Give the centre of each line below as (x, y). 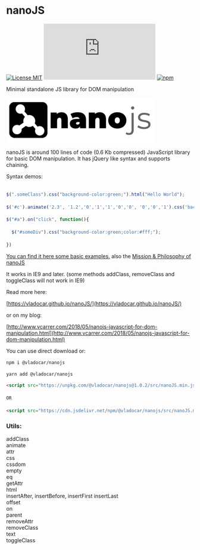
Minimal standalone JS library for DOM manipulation (70, 89)
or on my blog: (24, 315)
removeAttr (20, 521)
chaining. (18, 165)
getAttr (15, 483)
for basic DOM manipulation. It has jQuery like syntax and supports (88, 158)
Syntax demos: (25, 176)
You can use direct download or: (46, 351)
